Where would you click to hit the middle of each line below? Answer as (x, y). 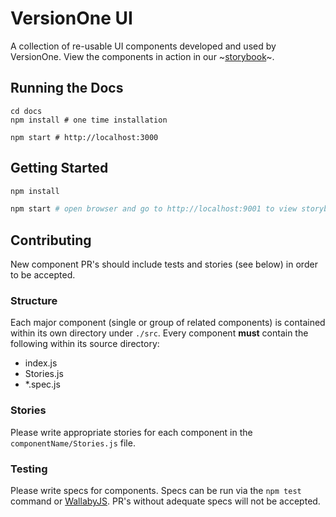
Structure (34, 301)
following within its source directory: (85, 344)
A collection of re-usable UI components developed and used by (143, 46)
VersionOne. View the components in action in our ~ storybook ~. (142, 56)
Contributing (51, 240)
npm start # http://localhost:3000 (84, 137)
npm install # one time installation (89, 120)
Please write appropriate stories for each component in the (131, 432)
